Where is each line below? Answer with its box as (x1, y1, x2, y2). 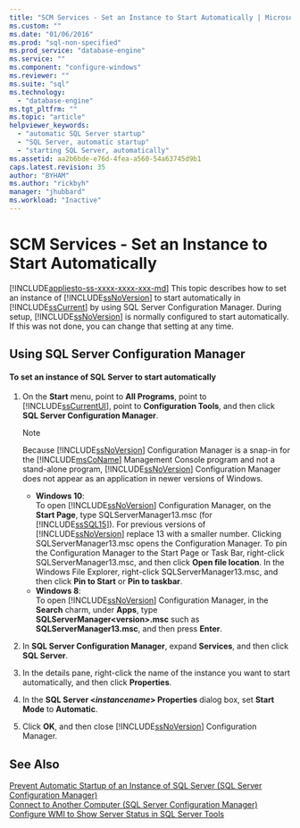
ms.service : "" (9, 54, 66, 63)
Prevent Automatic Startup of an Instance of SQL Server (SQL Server (9, 781, 262, 791)
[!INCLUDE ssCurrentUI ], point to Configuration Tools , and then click (21, 401, 275, 412)
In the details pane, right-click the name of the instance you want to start (21, 667, 290, 679)
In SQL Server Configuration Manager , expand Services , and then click (21, 640, 288, 652)
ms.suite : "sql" (9, 79, 70, 88)
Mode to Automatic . (21, 704, 98, 715)
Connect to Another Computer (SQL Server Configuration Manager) (9, 799, 258, 810)
